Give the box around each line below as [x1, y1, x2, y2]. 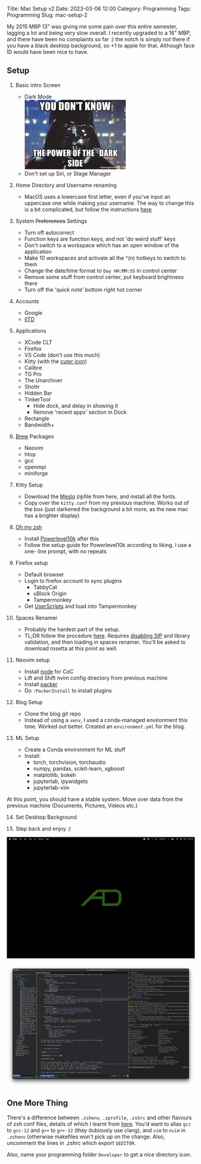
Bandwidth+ [24, 421, 55, 428]
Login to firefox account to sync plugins [24, 577, 122, 584]
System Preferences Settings [15, 217, 87, 225]
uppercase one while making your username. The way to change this [24, 199, 194, 207]
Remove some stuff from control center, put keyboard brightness [24, 273, 184, 280]
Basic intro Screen [15, 81, 61, 88]
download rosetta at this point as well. [24, 644, 118, 652]
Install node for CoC [24, 668, 74, 675]
